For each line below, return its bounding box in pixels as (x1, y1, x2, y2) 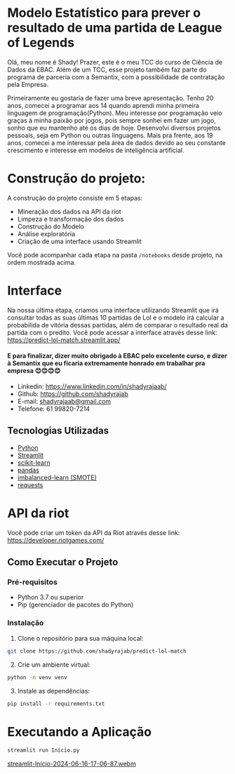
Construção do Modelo (17, 222, 85, 231)
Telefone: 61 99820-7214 (17, 405, 90, 413)
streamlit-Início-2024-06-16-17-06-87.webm (7, 759, 137, 768)
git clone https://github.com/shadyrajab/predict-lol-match (7, 647, 187, 655)
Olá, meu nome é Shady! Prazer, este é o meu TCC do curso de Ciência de (7, 57, 223, 66)
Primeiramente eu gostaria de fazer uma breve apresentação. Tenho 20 (7, 93, 214, 102)
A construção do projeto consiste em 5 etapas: (7, 193, 142, 202)
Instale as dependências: (17, 686, 90, 695)
